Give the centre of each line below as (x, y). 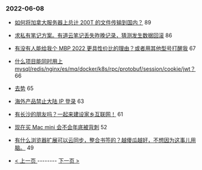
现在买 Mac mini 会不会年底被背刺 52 (61, 127)
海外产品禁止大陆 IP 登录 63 (49, 101)
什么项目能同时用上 (39, 62)
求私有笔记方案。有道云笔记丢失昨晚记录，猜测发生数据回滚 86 (93, 35)
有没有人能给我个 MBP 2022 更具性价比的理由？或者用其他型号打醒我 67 (105, 48)
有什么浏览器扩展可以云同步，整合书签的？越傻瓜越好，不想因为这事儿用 (105, 140)
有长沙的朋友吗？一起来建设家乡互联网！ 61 (69, 115)
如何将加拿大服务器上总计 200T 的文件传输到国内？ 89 (83, 23)
